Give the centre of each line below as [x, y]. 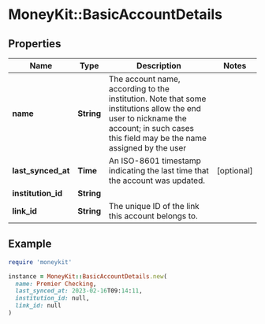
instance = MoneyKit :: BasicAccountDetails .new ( [88, 276]
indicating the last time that [159, 171]
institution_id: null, [52, 298]
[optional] [235, 171]
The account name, [145, 79]
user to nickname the [148, 118]
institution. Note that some [158, 99]
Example [30, 244]
